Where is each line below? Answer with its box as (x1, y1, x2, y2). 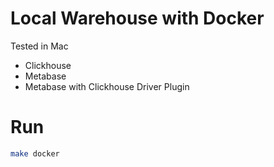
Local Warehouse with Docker (10, 7, 265, 30)
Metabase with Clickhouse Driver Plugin (24, 80, 190, 92)
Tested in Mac (10, 40, 69, 52)
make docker (10, 148, 60, 159)
